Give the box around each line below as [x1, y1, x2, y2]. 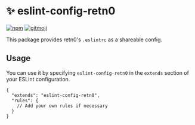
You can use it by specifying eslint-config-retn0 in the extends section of [6, 69, 190, 76]
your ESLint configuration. [6, 75, 70, 83]
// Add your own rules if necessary [17, 103, 109, 109]
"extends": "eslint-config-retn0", [11, 92, 100, 98]
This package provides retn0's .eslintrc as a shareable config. [6, 36, 163, 43]
